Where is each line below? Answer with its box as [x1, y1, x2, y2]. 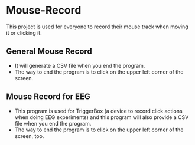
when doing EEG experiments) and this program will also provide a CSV [14, 113, 189, 121]
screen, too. [14, 132, 44, 139]
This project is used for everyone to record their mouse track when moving [6, 23, 188, 30]
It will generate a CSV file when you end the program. [14, 62, 145, 69]
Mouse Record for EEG [6, 92, 90, 102]
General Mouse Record [6, 47, 93, 57]
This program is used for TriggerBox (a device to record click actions [14, 107, 183, 114]
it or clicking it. [6, 29, 43, 36]
